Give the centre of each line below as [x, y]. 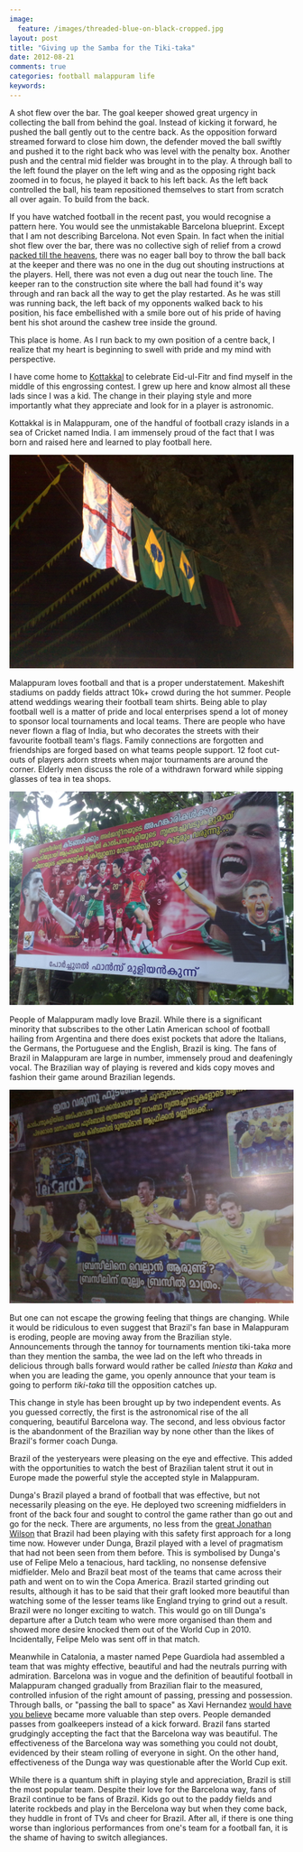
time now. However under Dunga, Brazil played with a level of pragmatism [147, 1543]
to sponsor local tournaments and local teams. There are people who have [147, 721]
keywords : [28, 86]
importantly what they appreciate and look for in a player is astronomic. [142, 405]
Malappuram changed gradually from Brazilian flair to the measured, [136, 1685]
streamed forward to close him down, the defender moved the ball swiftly [146, 141]
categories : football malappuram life [82, 77]
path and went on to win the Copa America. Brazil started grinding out [139, 1581]
